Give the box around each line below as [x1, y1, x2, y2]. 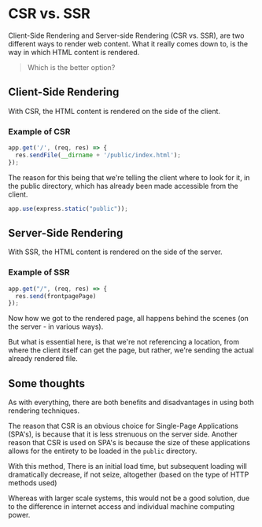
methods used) [8, 478, 57, 488]
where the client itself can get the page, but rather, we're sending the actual [8, 345, 254, 355]
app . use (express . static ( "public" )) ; [8, 205, 128, 212]
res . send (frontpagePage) [15, 292, 97, 300]
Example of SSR [8, 267, 70, 278]
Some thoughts [8, 377, 85, 390]
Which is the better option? [27, 62, 116, 72]
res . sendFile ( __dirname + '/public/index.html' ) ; [15, 151, 181, 159]
